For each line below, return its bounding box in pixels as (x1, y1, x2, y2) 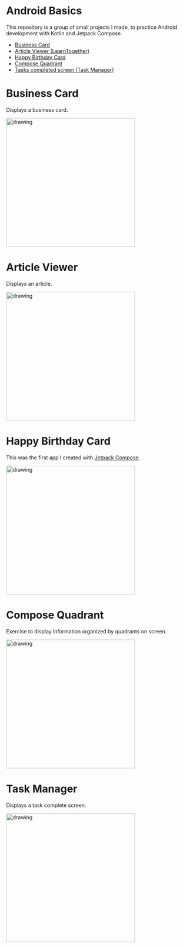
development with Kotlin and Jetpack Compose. (6, 29, 122, 36)
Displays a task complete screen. (6, 802, 86, 809)
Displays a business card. (6, 106, 68, 113)
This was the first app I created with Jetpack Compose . (6, 454, 141, 461)
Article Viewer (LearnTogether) (14, 47, 90, 54)
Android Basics (6, 4, 82, 18)
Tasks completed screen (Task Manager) (14, 66, 114, 73)
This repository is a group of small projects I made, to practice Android (6, 24, 178, 31)
